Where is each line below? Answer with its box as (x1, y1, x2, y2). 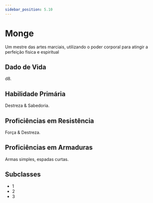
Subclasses (5, 170, 41, 179)
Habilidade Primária (5, 90, 66, 98)
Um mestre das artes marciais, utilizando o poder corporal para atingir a (5, 44, 148, 50)
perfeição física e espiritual (5, 49, 59, 55)
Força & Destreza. (5, 130, 41, 135)
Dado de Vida (5, 63, 46, 71)
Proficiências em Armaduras (5, 144, 93, 152)
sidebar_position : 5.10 (5, 7, 53, 12)
